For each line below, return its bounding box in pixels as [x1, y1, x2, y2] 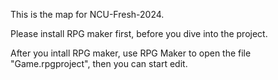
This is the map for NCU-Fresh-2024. [10, 9, 165, 20]
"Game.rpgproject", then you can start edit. [10, 58, 188, 69]
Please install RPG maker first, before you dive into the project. [10, 28, 268, 39]
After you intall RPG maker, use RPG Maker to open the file [10, 47, 252, 59]
